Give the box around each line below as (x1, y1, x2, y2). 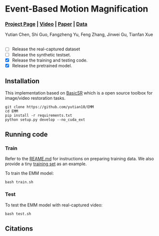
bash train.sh (5, 180, 34, 185)
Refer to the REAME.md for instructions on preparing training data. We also (5, 156, 154, 162)
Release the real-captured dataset (12, 46, 80, 52)
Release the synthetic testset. (12, 52, 71, 58)
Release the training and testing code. (12, 57, 88, 63)
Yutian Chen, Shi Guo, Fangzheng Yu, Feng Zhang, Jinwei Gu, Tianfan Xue (5, 31, 153, 37)
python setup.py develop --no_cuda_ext (5, 117, 86, 122)
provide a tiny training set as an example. (5, 161, 87, 167)
